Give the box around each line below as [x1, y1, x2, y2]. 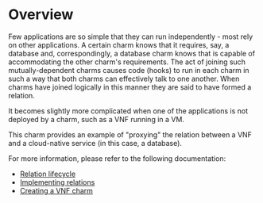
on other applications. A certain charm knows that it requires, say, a [8, 40, 230, 49]
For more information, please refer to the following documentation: [8, 153, 226, 163]
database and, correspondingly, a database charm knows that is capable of [8, 48, 256, 58]
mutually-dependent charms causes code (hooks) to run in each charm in [8, 65, 249, 75]
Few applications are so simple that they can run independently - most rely [8, 32, 253, 41]
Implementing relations [19, 177, 95, 187]
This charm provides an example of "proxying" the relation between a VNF [8, 129, 253, 140]
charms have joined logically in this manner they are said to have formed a [8, 82, 252, 92]
